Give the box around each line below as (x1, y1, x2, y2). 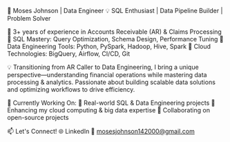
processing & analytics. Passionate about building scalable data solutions (7, 78, 216, 86)
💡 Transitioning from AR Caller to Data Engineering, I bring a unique (7, 63, 199, 71)
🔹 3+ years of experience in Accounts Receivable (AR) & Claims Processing (7, 28, 222, 36)
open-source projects (7, 114, 69, 121)
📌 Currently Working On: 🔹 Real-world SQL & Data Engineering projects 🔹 (7, 99, 215, 107)
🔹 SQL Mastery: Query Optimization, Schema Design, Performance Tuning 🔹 (7, 35, 224, 43)
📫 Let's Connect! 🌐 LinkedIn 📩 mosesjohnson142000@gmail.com (7, 128, 195, 135)
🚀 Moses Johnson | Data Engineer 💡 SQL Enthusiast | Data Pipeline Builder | (7, 7, 223, 14)
